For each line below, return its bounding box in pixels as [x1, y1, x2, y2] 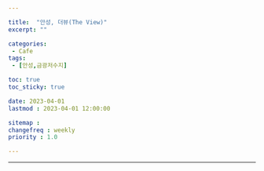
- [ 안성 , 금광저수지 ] [11, 62, 68, 70]
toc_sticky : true [8, 83, 65, 91]
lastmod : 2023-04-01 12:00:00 [8, 104, 111, 112]
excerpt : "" [8, 25, 47, 34]
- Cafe [11, 47, 34, 55]
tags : [8, 54, 26, 63]
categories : [8, 40, 47, 48]
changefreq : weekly [8, 126, 76, 134]
